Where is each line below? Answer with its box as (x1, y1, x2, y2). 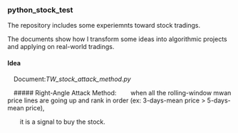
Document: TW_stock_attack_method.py (14, 75, 131, 83)
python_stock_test (7, 5, 73, 15)
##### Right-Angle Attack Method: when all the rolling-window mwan (14, 88, 232, 97)
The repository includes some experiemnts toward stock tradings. (7, 21, 201, 30)
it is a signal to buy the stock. (20, 117, 105, 126)
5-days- (207, 96, 231, 105)
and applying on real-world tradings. (7, 43, 115, 51)
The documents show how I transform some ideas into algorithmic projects (7, 35, 227, 43)
